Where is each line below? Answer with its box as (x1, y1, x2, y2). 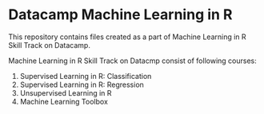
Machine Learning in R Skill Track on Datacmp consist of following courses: (8, 56, 258, 65)
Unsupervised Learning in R (19, 88, 112, 97)
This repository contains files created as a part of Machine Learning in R (8, 32, 246, 41)
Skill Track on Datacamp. (8, 40, 90, 49)
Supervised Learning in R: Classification (19, 71, 152, 81)
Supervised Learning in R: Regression (19, 80, 144, 89)
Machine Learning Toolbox (19, 96, 108, 106)
